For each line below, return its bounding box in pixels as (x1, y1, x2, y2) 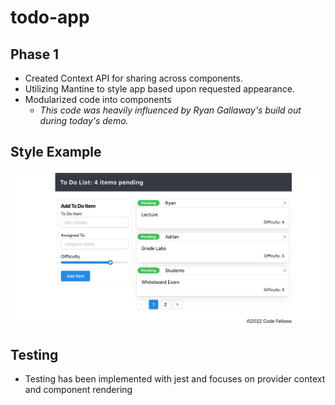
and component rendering (24, 384, 133, 396)
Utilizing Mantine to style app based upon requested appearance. (24, 83, 295, 95)
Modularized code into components (24, 94, 172, 105)
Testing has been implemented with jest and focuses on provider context (24, 373, 326, 385)
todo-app (10, 6, 90, 29)
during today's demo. (39, 115, 129, 126)
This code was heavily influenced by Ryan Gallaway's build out (39, 104, 302, 116)
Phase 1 (10, 46, 60, 63)
